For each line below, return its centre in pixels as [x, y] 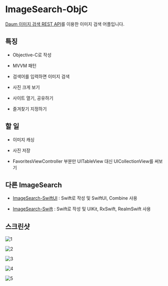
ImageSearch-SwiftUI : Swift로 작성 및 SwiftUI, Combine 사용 [75, 198]
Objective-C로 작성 [32, 55]
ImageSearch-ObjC [47, 9]
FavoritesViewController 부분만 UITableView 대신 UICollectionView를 [83, 161]
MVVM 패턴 [25, 66]
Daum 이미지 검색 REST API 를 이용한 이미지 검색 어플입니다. [65, 24]
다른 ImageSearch [34, 185]
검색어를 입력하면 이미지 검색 [41, 76]
